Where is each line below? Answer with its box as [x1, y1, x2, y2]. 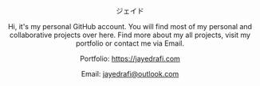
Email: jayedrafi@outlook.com [81, 69, 179, 78]
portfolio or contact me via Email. [75, 39, 185, 48]
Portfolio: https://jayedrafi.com [79, 54, 181, 63]
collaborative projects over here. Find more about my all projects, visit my [9, 30, 251, 39]
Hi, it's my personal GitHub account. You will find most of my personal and [7, 22, 253, 31]
